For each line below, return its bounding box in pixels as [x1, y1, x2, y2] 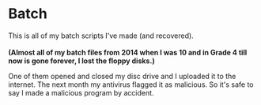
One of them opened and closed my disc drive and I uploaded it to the [8, 71, 236, 81]
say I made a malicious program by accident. [8, 88, 154, 97]
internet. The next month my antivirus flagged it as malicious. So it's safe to [8, 80, 255, 89]
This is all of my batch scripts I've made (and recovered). [8, 31, 194, 40]
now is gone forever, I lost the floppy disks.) [8, 56, 156, 66]
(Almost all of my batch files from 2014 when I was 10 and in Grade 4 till [8, 47, 248, 57]
